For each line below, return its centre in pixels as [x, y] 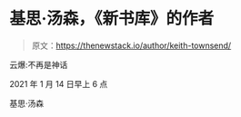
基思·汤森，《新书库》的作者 [112, 19]
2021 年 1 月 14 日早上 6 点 [59, 83]
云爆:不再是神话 [39, 64]
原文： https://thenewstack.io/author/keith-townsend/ [131, 45]
